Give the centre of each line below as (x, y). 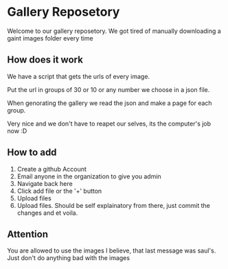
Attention (27, 234)
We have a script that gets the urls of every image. (78, 76)
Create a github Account (52, 169)
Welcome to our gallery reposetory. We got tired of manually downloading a (114, 31)
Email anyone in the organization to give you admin (89, 176)
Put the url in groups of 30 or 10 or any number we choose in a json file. (109, 89)
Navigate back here (45, 183)
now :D (17, 130)
